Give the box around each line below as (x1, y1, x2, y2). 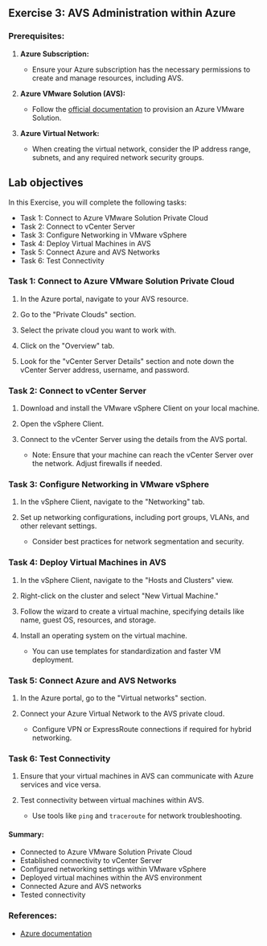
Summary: (8, 829, 44, 839)
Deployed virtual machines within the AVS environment (19, 873, 203, 882)
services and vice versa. (19, 780, 101, 790)
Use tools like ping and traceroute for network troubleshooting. (31, 811, 243, 820)
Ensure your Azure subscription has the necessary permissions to (31, 64, 251, 74)
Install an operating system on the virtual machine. (19, 630, 187, 640)
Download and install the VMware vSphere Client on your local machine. (19, 403, 260, 413)
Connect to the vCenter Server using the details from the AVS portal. (19, 435, 248, 444)
